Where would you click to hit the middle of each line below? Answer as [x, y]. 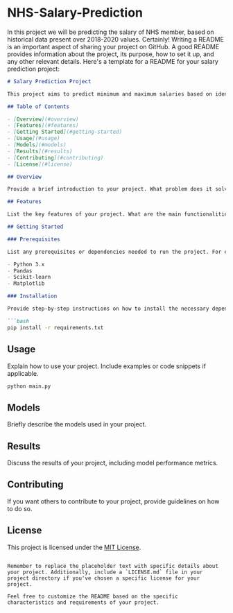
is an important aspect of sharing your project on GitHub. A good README [113, 46]
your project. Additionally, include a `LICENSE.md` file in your [105, 572]
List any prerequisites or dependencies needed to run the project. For [114, 252]
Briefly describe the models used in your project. [77, 424]
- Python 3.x [26, 264]
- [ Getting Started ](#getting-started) [65, 132]
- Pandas [20, 271]
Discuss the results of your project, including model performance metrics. [113, 463]
